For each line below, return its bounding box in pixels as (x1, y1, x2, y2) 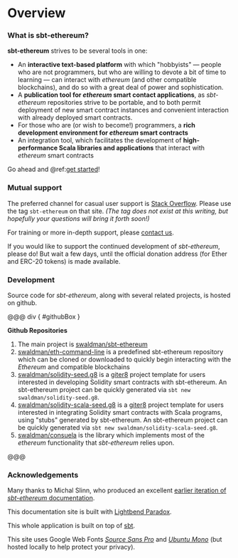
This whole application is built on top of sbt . (7, 522, 136, 530)
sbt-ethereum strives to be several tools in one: (7, 46, 148, 55)
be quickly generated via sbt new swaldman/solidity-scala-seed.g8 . (17, 423, 218, 432)
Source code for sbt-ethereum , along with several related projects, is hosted (7, 291, 231, 300)
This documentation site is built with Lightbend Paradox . (7, 507, 172, 516)
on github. (7, 299, 38, 307)
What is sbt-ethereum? (7, 31, 89, 41)
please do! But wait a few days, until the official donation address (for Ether (7, 249, 227, 258)
